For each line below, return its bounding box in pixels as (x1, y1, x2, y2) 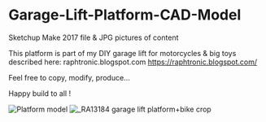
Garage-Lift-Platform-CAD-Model (8, 6, 242, 24)
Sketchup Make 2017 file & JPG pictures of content (8, 33, 179, 42)
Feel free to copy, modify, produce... (8, 72, 130, 82)
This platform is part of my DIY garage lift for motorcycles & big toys (8, 48, 237, 58)
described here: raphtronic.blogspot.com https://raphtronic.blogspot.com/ (8, 57, 258, 67)
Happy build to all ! (8, 88, 72, 98)
